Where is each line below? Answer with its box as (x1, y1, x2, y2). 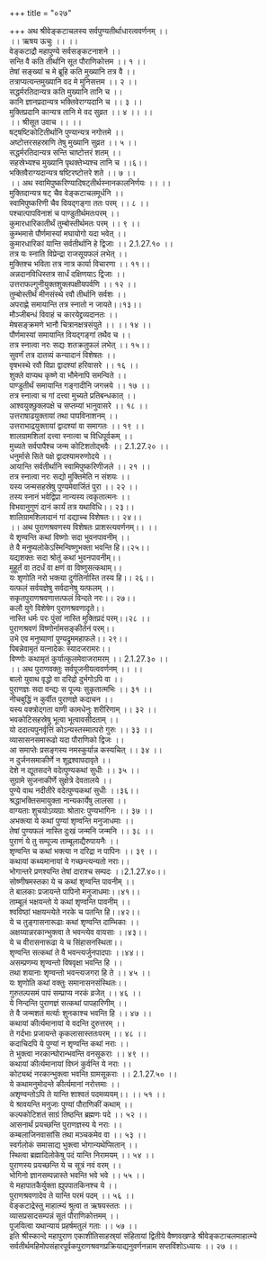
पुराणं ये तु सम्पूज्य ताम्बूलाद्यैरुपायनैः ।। (9, 836, 120, 846)
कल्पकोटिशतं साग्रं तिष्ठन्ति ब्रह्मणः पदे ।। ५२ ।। (9, 1109, 148, 1120)
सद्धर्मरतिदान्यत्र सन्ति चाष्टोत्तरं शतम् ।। (9, 148, 121, 158)
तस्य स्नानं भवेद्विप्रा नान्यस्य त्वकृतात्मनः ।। (9, 491, 130, 502)
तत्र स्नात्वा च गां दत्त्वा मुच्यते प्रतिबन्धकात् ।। (9, 391, 137, 401)
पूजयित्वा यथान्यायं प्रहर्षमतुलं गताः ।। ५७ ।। (9, 1220, 138, 1231)
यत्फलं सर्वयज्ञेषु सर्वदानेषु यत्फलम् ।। (9, 582, 115, 593)
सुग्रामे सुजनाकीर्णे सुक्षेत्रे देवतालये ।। (9, 775, 112, 786)
